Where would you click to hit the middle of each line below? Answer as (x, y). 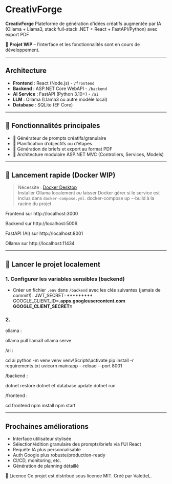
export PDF (17, 34)
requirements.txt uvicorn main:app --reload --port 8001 (64, 366)
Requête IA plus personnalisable (47, 450)
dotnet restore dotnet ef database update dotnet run (60, 386)
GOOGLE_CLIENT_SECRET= (42, 306)
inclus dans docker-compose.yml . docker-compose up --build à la (86, 199)
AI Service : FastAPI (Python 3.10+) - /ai (56, 94)
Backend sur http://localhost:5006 (41, 224)
